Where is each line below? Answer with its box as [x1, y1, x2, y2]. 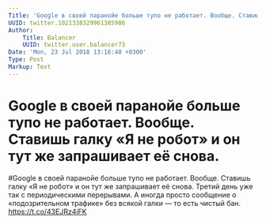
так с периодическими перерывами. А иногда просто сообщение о [8, 190, 237, 200]
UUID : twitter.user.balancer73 [22, 41, 126, 49]
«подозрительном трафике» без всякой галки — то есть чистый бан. [8, 198, 241, 207]
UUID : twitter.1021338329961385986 [8, 19, 126, 27]
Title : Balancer [22, 33, 77, 42]
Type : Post [8, 56, 44, 64]
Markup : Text [8, 63, 51, 71]
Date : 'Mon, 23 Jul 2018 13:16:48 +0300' [8, 48, 147, 56]
